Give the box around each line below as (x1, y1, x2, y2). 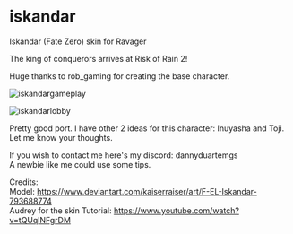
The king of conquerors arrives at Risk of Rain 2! (9, 53, 188, 64)
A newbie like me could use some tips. (9, 159, 151, 169)
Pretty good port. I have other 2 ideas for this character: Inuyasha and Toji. (9, 123, 285, 134)
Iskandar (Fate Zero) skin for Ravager (9, 36, 147, 47)
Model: (9, 186, 36, 196)
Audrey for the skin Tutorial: (9, 204, 112, 216)
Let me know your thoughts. (9, 132, 114, 143)
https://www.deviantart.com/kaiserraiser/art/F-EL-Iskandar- (37, 186, 257, 196)
